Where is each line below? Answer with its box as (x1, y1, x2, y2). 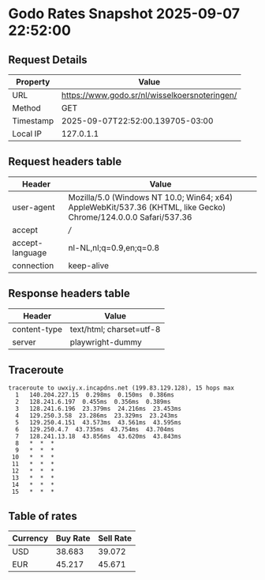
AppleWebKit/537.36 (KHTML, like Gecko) (68, 201, 226, 213)
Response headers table (8, 287, 130, 300)
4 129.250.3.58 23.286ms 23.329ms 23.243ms (15, 412, 178, 420)
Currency (12, 533, 49, 544)
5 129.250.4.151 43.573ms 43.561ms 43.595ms (15, 419, 181, 427)
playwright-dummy (69, 337, 142, 348)
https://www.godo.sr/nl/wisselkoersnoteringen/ (62, 90, 237, 100)
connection (12, 260, 54, 271)
